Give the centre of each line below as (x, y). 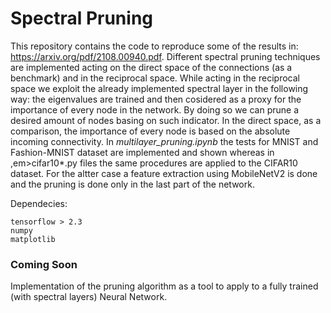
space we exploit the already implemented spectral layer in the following (159, 88)
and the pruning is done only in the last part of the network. (132, 184)
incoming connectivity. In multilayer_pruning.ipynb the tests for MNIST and (164, 141)
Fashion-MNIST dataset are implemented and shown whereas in (142, 152)
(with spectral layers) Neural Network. (89, 297)
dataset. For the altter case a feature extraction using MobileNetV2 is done (164, 173)
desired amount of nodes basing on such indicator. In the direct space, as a (166, 120)
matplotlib (33, 239)
